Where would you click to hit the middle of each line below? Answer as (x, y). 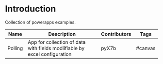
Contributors (116, 34)
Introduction (31, 9)
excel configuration (49, 54)
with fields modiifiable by (56, 48)
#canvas (146, 48)
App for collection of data (57, 42)
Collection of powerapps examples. (41, 22)
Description (62, 34)
